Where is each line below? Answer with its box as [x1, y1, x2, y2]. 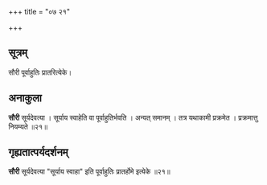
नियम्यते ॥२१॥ [8, 121, 48, 131]
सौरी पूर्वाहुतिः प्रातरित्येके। [8, 68, 72, 77]
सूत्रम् [8, 46, 28, 60]
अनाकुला [8, 92, 42, 105]
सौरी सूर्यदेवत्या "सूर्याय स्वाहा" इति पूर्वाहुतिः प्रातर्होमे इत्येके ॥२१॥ [8, 166, 170, 176]
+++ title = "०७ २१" [8, 7, 71, 16]
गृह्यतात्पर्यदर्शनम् [8, 146, 68, 159]
